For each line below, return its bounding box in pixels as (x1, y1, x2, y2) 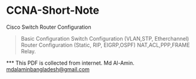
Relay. (20, 47, 36, 54)
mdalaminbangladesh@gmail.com (6, 65, 90, 72)
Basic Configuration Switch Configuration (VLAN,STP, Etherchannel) (20, 35, 189, 42)
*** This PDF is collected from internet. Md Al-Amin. (6, 59, 134, 66)
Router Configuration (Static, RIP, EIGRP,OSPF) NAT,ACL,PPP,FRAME (20, 41, 190, 48)
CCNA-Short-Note (6, 4, 100, 17)
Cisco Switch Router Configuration (6, 23, 91, 31)
